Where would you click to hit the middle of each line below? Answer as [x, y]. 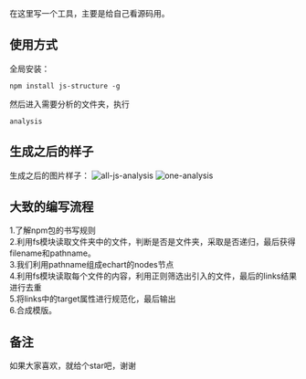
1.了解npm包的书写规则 [53, 230]
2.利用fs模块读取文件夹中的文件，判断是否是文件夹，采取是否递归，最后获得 [153, 242]
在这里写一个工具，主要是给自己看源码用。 [90, 13]
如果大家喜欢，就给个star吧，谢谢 [73, 366]
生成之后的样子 [52, 152]
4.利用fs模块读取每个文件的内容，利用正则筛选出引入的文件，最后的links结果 [153, 276]
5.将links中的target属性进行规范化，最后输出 [93, 299]
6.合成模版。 [33, 311]
